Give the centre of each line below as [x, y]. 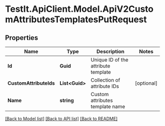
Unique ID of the [110, 60]
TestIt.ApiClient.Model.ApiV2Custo [79, 9]
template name [108, 107]
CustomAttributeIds [31, 83]
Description [110, 51]
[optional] [146, 83]
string [67, 100]
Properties [22, 38]
